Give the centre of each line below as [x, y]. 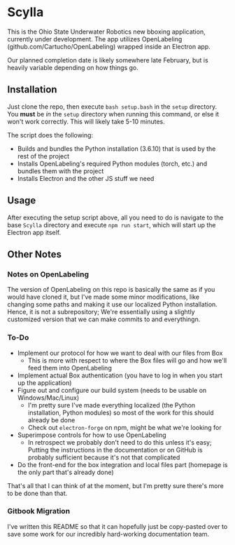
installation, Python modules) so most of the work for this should [121, 412]
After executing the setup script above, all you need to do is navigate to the [115, 217]
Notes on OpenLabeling [48, 274]
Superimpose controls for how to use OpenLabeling [92, 435]
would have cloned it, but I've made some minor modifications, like [104, 297]
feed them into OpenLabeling [70, 368]
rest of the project [43, 156]
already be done [51, 420]
